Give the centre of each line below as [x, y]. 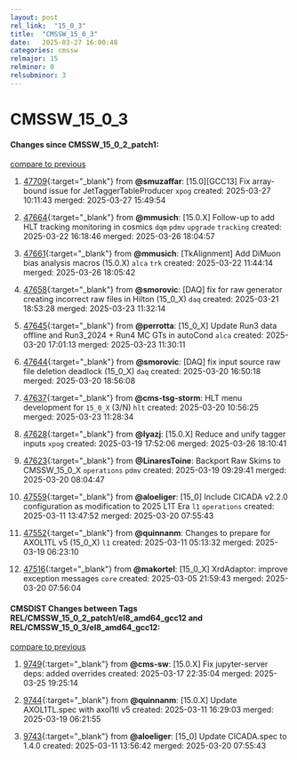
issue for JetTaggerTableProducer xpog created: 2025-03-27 [160, 191]
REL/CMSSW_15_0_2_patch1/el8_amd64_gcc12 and [107, 618]
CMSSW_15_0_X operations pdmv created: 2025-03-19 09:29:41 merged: [155, 470]
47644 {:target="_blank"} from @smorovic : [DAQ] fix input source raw [152, 362]
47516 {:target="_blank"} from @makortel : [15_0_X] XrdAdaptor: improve [155, 569]
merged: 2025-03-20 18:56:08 [79, 381]
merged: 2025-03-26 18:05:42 [79, 273]
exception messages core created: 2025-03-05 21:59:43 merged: [143, 579]
